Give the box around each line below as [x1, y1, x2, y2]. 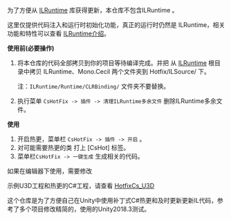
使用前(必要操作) [7, 44, 55, 52]
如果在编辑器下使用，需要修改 [7, 167, 92, 175]
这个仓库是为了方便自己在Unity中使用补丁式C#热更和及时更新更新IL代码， [7, 196, 218, 204]
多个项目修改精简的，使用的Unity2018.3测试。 [19, 205, 151, 213]
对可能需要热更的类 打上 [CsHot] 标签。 [17, 144, 130, 152]
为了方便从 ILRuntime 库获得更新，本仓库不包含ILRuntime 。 [7, 6, 178, 14]
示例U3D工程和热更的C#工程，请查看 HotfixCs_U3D [7, 182, 155, 190]
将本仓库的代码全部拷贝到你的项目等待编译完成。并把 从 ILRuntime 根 [17, 59, 215, 67]
